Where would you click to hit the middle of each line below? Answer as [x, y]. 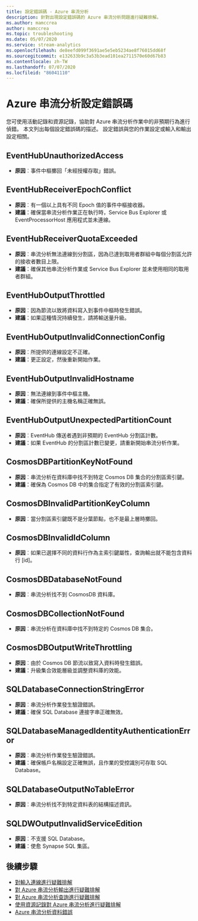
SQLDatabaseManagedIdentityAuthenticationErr [98, 731]
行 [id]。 [25, 560]
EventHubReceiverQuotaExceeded [72, 239]
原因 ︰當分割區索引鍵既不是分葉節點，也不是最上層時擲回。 [88, 518]
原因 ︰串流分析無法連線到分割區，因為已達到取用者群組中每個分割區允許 [103, 254]
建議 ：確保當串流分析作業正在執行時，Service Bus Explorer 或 [91, 212]
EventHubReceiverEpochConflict [69, 190]
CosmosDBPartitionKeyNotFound [69, 462]
